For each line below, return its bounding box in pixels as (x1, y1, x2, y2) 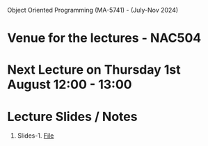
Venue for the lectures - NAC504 (7, 31, 202, 46)
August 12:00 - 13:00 (7, 76, 132, 92)
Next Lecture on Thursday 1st (7, 62, 181, 78)
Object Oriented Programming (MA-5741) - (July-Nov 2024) (7, 6, 179, 14)
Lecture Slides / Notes (7, 108, 138, 124)
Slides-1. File (17, 131, 54, 140)
